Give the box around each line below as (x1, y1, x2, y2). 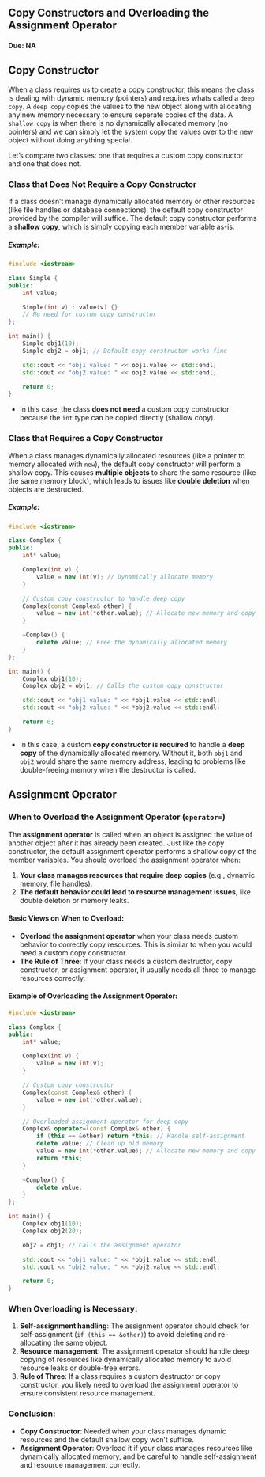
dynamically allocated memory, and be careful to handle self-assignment (19, 1452, 257, 1461)
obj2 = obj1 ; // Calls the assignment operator (22, 1241, 181, 1249)
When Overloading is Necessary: (8, 1304, 138, 1315)
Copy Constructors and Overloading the (8, 6, 210, 20)
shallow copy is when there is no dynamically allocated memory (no (8, 118, 229, 127)
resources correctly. (19, 973, 85, 982)
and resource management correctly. (19, 1460, 140, 1469)
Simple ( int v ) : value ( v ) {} (22, 303, 118, 311)
